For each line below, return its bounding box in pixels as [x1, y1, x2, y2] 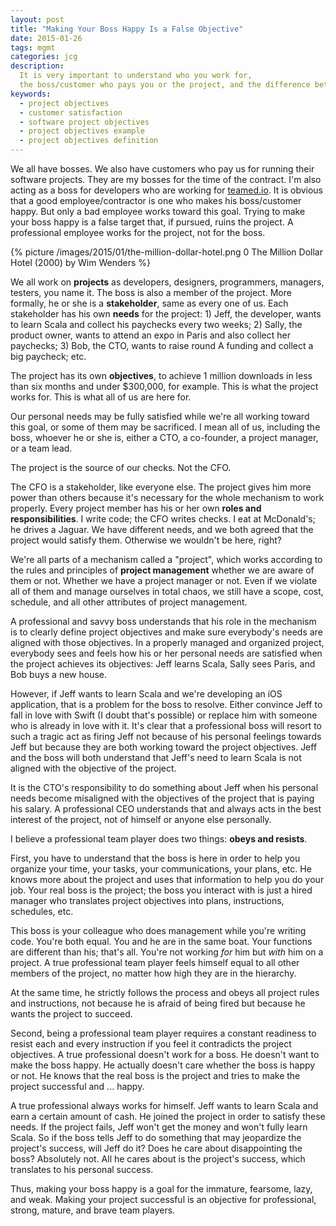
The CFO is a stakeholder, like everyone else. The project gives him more [10, 481, 312, 493]
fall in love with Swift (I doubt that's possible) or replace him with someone [10, 709, 318, 721]
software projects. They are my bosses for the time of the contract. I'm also [10, 174, 322, 185]
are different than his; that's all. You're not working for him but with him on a [10, 946, 324, 958]
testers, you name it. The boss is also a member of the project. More [10, 287, 292, 298]
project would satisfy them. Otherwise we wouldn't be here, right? [10, 534, 282, 546]
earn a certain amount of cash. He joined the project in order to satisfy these [10, 1111, 326, 1122]
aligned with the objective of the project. [10, 762, 177, 774]
